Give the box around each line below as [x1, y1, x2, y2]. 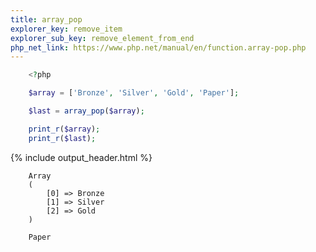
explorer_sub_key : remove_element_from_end [10, 33, 195, 43]
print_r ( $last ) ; [28, 133, 97, 143]
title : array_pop [10, 14, 83, 25]
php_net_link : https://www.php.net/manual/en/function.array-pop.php [10, 42, 307, 53]
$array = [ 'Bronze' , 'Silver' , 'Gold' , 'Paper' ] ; [28, 88, 240, 98]
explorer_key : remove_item [10, 24, 123, 34]
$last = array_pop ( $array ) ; [28, 106, 145, 116]
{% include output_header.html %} [10, 151, 153, 163]
